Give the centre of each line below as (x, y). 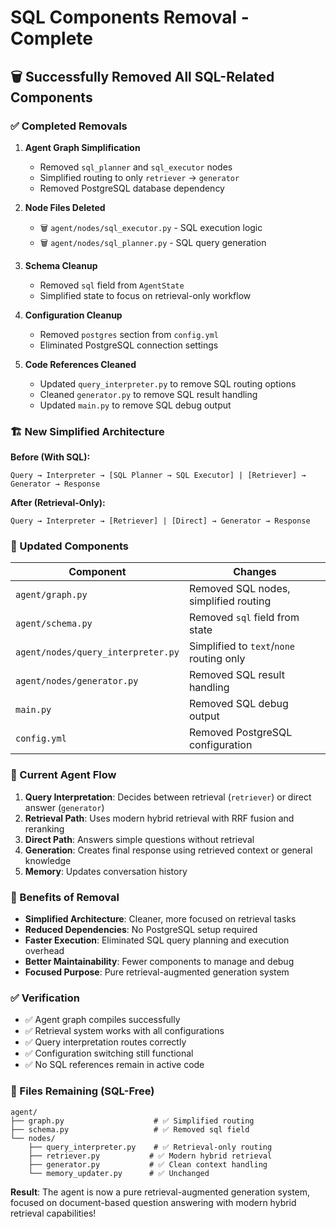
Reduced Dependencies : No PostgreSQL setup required (141, 930)
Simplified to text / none (242, 646)
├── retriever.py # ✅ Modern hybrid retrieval (150, 1156)
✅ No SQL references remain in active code (114, 1065)
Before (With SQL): (50, 457)
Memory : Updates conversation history (106, 871)
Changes (255, 572)
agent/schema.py (54, 624)
